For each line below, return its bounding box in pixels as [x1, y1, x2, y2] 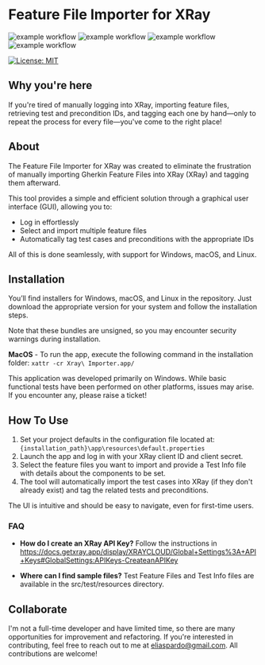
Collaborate [8, 602, 67, 616]
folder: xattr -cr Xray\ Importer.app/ [8, 358, 135, 367]
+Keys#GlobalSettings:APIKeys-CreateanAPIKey [19, 555, 179, 566]
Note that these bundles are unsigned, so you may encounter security [8, 326, 236, 336]
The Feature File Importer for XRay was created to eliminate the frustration [8, 161, 252, 170]
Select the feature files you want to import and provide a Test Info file [19, 460, 247, 470]
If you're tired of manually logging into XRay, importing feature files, [8, 99, 230, 109]
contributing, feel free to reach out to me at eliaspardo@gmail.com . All [8, 640, 238, 650]
